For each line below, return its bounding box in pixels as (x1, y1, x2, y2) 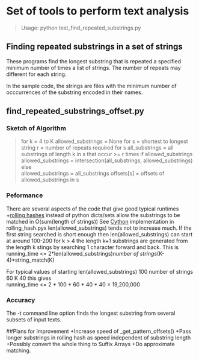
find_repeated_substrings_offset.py (6, 106, 144, 116)
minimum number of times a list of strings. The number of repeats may (6, 64, 182, 71)
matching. (6, 347, 31, 354)
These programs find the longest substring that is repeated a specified (6, 57, 182, 65)
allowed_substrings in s (20, 176, 79, 183)
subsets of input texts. (6, 316, 62, 323)
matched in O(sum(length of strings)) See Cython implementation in (6, 218, 174, 225)
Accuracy (6, 295, 35, 304)
